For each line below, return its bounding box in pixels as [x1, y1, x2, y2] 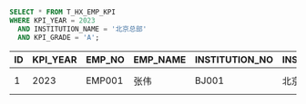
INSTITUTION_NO [194, 53, 274, 66]
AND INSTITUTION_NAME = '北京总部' [17, 24, 148, 33]
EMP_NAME [133, 53, 187, 66]
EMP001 [86, 74, 124, 87]
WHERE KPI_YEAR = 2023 [9, 15, 96, 25]
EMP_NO [86, 53, 125, 66]
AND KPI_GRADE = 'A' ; [17, 33, 100, 42]
